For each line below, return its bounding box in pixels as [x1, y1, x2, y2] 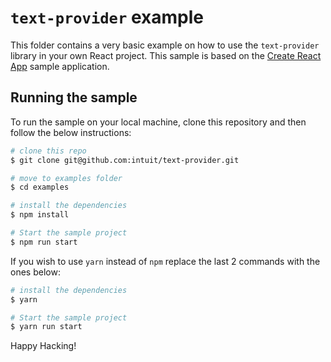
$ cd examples [10, 182, 70, 193]
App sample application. [10, 60, 110, 72]
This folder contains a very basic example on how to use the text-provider [10, 39, 320, 51]
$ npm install [10, 210, 70, 220]
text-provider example [10, 6, 204, 29]
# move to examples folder [10, 173, 123, 183]
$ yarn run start [10, 322, 83, 332]
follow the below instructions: [10, 126, 132, 138]
